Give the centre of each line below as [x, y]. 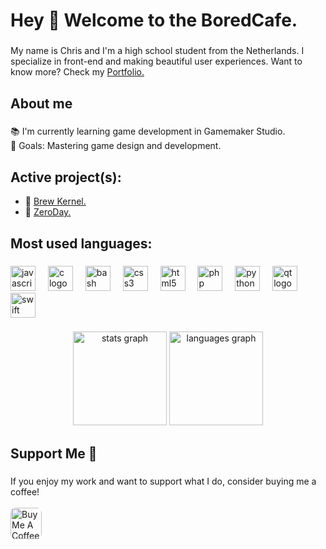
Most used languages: [81, 243]
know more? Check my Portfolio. [77, 72]
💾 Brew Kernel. [55, 201]
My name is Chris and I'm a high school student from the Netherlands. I [157, 51]
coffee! [25, 491]
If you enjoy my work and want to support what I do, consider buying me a [163, 481]
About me [41, 103]
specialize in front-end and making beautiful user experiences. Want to [156, 61]
